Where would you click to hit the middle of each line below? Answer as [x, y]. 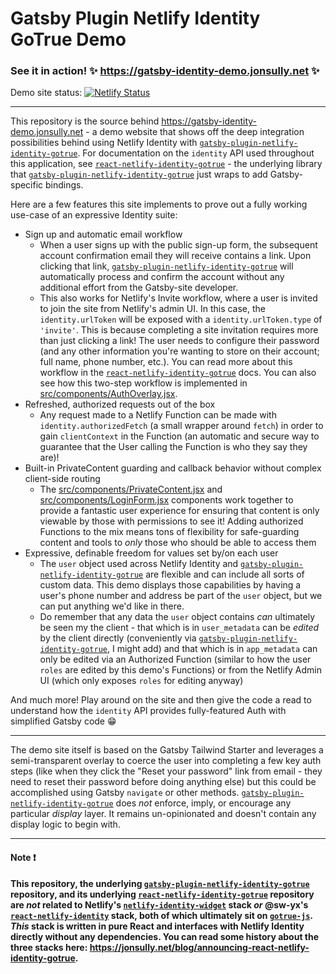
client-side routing [62, 479]
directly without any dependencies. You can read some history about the [165, 936]
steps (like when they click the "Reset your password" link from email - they [166, 771]
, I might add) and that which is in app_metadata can [212, 649]
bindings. [64, 185]
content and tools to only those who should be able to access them [178, 543]
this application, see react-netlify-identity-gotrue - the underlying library [166, 164]
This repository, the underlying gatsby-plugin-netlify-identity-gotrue [160, 883]
